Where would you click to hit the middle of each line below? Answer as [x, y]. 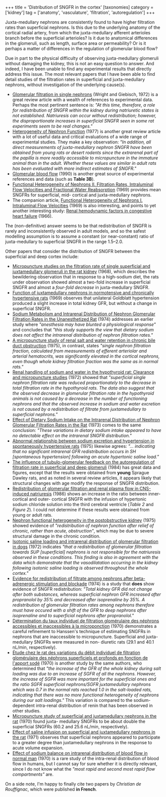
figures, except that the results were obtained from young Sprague [81, 472]
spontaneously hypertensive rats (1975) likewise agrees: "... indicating [83, 446]
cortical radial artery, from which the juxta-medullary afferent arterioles [78, 33]
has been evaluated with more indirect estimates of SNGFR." [74, 168]
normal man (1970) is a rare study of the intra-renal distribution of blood [85, 758]
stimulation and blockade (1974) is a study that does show [95, 584]
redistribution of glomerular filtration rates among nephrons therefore [83, 605]
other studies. [27, 711]
